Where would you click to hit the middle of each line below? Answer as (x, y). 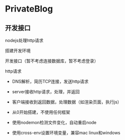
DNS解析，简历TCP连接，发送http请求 (50, 81)
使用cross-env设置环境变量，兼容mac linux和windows (66, 133)
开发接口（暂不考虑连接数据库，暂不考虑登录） (52, 61)
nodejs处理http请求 (24, 40)
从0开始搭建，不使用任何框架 (41, 112)
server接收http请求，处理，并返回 (46, 92)
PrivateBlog (29, 9)
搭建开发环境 (18, 51)
